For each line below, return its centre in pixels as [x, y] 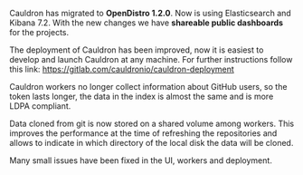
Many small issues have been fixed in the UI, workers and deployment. [141, 160]
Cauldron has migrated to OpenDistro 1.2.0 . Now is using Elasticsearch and [150, 13]
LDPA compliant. [40, 106]
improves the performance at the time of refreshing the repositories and [143, 133]
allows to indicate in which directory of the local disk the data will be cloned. [151, 143]
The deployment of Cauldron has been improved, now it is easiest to [137, 50]
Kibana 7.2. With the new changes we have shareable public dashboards [146, 23]
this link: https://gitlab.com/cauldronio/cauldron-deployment [122, 69]
